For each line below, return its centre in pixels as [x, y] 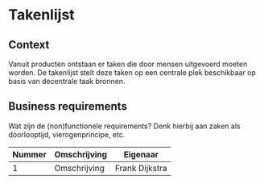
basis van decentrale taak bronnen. [67, 81]
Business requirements [68, 107]
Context [29, 45]
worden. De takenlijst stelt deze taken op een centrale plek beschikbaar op [132, 73]
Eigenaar [141, 154]
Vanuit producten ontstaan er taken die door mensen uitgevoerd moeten [128, 64]
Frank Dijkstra [141, 168]
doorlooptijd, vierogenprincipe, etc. [67, 134]
